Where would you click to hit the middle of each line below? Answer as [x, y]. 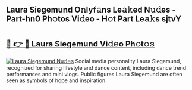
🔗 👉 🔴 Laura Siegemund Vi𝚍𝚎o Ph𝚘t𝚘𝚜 [81, 44]
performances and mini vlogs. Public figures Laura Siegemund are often [94, 74]
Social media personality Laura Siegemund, [128, 61]
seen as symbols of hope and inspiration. [56, 80]
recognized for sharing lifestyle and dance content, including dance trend [96, 68]
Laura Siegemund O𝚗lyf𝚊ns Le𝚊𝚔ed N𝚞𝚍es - [91, 10]
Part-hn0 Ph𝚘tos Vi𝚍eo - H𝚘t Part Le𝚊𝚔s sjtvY [94, 19]
